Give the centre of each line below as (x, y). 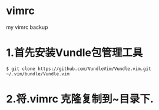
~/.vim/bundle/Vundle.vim (38, 74)
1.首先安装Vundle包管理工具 (74, 53)
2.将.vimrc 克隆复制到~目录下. (80, 99)
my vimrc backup (27, 27)
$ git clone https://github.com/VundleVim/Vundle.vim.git (79, 69)
